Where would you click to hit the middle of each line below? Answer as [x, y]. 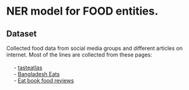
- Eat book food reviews [44, 81]
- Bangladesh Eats [37, 74]
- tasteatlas [28, 67]
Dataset [22, 34]
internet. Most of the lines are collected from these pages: [79, 55]
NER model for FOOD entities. [82, 11]
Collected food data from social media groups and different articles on [94, 48]
